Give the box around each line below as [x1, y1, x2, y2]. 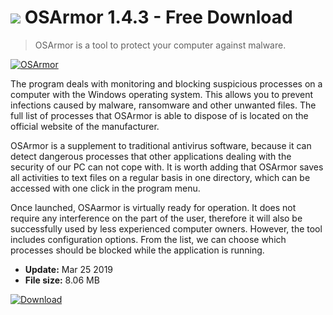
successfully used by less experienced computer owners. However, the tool [10, 222, 323, 235]
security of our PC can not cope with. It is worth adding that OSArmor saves [10, 161, 324, 173]
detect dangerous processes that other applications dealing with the [10, 150, 292, 162]
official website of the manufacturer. [10, 120, 160, 132]
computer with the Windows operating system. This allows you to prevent [10, 88, 314, 100]
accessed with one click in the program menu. [10, 182, 201, 194]
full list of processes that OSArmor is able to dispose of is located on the [10, 109, 309, 121]
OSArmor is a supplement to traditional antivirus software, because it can [10, 139, 312, 151]
